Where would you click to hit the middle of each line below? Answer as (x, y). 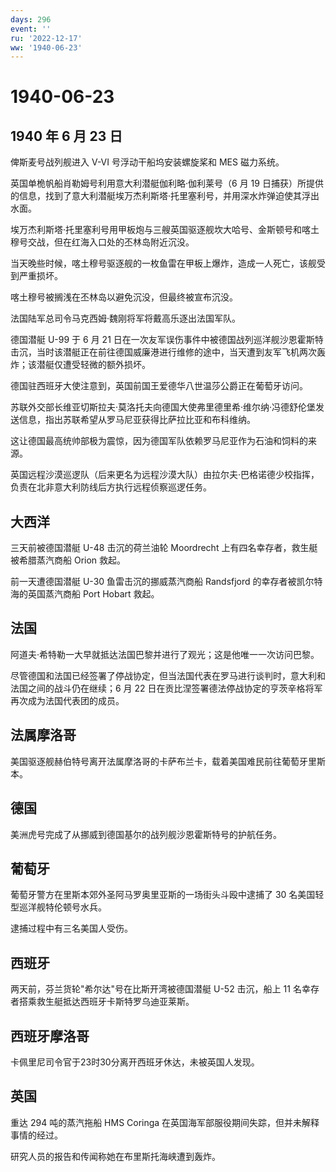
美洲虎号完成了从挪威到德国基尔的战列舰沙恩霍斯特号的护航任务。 (146, 834)
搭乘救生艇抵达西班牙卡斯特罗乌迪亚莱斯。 (106, 1002)
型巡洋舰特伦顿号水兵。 (58, 907)
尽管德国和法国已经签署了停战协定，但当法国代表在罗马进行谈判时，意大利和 (168, 675)
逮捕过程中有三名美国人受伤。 (71, 928)
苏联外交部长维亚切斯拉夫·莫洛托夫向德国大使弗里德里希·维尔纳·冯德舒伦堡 (163, 407)
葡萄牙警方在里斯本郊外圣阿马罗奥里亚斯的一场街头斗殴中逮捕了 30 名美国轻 (167, 895)
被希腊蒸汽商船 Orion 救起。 (68, 560)
